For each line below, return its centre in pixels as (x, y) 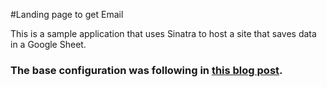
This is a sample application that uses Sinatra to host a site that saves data (163, 33)
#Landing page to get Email (67, 14)
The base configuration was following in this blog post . (146, 70)
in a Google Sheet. (48, 44)
